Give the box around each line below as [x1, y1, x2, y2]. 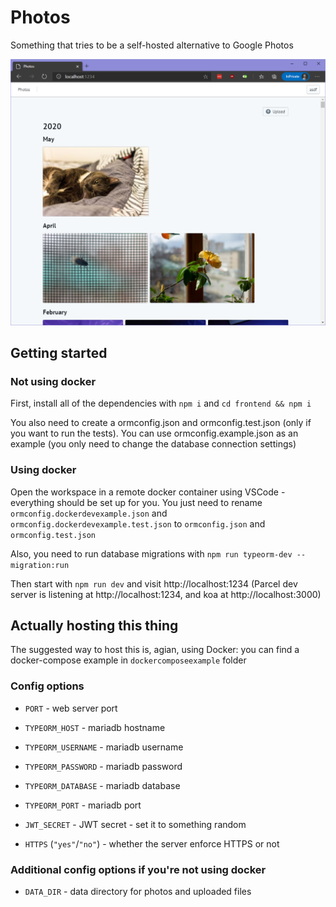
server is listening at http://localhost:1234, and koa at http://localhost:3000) [10, 588, 322, 600]
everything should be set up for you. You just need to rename [10, 496, 263, 508]
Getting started [10, 345, 108, 362]
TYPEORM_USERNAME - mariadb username [24, 741, 184, 753]
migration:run [10, 560, 70, 570]
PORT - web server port [24, 702, 118, 714]
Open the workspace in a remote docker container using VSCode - [10, 486, 286, 498]
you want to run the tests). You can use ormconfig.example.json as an [10, 427, 299, 440]
